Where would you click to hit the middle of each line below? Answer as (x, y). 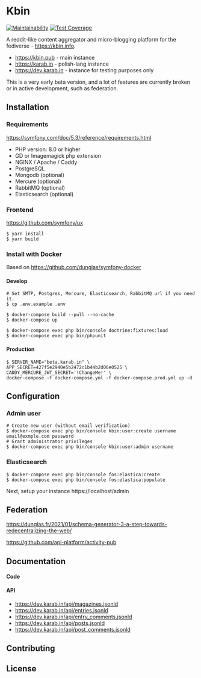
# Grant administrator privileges (50, 442)
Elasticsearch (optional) (44, 194)
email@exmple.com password (40, 437)
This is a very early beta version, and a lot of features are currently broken (98, 82)
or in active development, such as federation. (62, 88)
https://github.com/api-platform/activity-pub (61, 543)
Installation (28, 107)
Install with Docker (34, 254)
